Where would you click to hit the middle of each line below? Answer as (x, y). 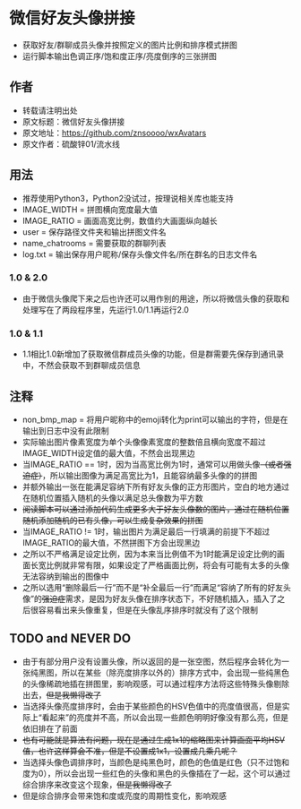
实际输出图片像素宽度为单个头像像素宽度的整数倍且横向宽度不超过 (144, 442)
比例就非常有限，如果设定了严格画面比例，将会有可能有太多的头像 (168, 564)
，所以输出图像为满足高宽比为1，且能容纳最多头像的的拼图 (150, 475)
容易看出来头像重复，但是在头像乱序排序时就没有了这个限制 (148, 609)
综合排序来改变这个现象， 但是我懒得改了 (97, 784)
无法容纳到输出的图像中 (65, 576)
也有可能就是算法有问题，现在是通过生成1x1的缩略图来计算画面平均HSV (153, 739)
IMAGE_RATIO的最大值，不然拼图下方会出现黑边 (111, 542)
